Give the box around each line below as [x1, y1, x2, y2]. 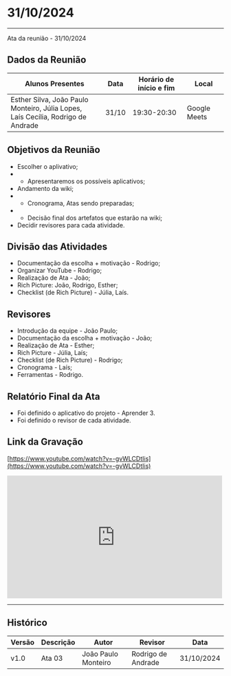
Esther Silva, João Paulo [10, 94, 89, 104]
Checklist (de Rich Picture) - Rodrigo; [16, 356, 123, 365]
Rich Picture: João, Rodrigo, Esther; [16, 281, 118, 289]
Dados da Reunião [7, 54, 87, 66]
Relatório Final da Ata [7, 391, 100, 402]
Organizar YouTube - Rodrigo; [16, 267, 102, 275]
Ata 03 [41, 653, 63, 663]
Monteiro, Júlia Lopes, [10, 103, 82, 113]
